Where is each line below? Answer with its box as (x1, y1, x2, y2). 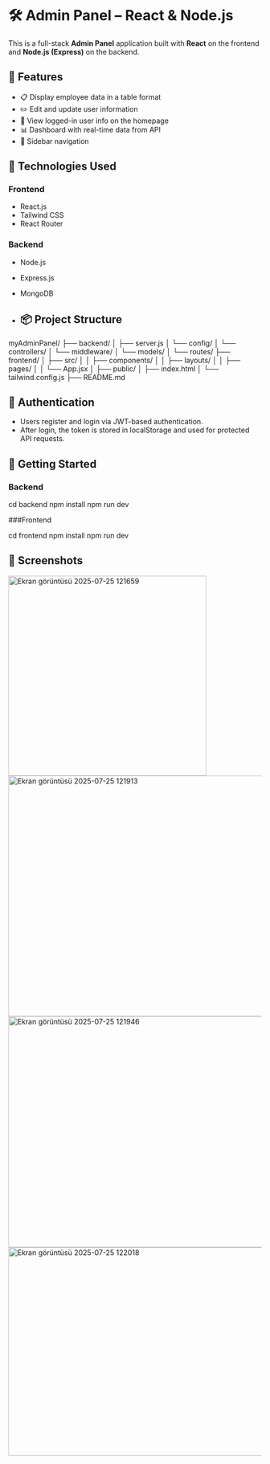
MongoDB (19, 288, 54, 298)
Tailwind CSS (19, 211, 64, 220)
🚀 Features (8, 70, 63, 84)
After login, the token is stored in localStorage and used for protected (19, 425, 250, 435)
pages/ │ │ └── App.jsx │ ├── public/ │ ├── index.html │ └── (8, 363, 219, 374)
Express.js (19, 272, 55, 282)
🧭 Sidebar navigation (19, 136, 90, 145)
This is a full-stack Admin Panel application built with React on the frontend (8, 38, 260, 48)
